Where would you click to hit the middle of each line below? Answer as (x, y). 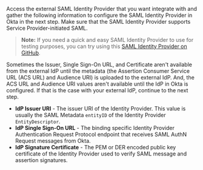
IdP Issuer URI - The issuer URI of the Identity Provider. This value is (100, 108)
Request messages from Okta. (53, 141)
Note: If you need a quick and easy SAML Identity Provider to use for (107, 40)
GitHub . (31, 53)
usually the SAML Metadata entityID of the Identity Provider (91, 115)
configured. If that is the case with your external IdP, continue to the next (97, 90)
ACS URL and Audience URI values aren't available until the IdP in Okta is (97, 84)
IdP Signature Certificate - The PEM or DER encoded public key (95, 147)
